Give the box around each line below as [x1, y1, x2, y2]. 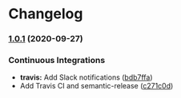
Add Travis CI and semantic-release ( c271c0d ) [19, 81, 174, 91]
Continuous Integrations [8, 55, 106, 66]
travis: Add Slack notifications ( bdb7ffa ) [19, 73, 154, 82]
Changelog [8, 5, 83, 23]
